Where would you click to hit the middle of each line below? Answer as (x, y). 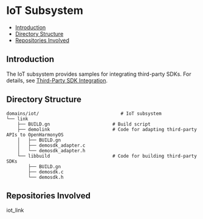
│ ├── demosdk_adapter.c (51, 145)
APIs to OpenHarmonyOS (35, 135)
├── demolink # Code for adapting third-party (107, 129)
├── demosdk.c (46, 172)
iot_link (15, 211)
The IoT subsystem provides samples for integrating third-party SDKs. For (99, 74)
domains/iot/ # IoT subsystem (84, 113)
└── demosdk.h (46, 177)
